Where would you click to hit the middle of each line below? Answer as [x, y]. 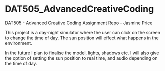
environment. [19, 43]
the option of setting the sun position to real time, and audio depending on [81, 58]
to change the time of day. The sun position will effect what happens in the [82, 38]
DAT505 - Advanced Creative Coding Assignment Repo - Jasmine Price [79, 23]
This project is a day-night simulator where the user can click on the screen [83, 32]
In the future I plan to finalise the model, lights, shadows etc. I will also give [82, 53]
